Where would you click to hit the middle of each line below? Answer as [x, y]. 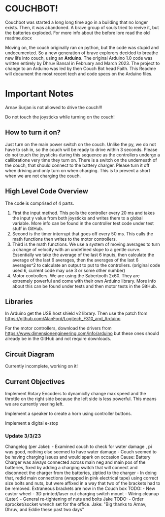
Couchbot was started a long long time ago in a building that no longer [77, 22]
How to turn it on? [33, 132]
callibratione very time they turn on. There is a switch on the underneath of [81, 160]
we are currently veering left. [34, 404]
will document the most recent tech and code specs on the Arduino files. [79, 74]
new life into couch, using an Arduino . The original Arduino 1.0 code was [79, 58]
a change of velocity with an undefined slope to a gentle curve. [76, 249]
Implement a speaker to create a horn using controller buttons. [68, 413]
